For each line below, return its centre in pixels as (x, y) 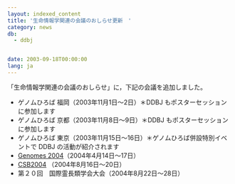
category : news (30, 27)
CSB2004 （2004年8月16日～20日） (72, 164)
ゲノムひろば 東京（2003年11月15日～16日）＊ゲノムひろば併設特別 (116, 137)
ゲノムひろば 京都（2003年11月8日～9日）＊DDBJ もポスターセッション (123, 120)
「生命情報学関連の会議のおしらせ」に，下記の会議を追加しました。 (107, 87)
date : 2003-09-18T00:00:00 (47, 60)
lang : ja (20, 66)
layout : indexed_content (44, 14)
